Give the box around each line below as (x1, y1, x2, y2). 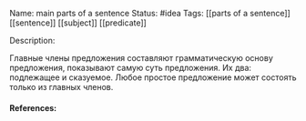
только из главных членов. (9, 82, 114, 92)
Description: (9, 35, 56, 45)
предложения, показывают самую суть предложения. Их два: (9, 63, 252, 73)
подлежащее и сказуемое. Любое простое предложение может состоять (9, 72, 297, 83)
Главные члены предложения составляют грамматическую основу (9, 53, 273, 63)
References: (9, 102, 57, 113)
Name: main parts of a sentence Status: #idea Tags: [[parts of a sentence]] (9, 8, 291, 18)
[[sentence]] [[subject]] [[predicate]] (9, 17, 148, 28)
